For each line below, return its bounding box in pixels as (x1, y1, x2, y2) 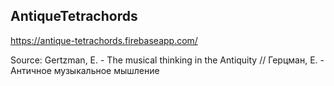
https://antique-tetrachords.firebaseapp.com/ (10, 34, 198, 46)
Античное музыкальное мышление (10, 64, 160, 76)
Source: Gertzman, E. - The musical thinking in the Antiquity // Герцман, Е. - (10, 54, 325, 66)
